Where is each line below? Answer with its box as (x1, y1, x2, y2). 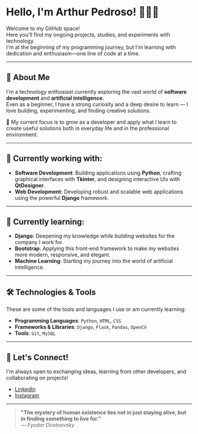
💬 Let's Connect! (6, 352, 69, 362)
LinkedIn (14, 386, 36, 393)
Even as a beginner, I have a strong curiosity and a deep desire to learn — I (6, 100, 189, 108)
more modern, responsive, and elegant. (14, 251, 111, 258)
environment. (6, 131, 38, 138)
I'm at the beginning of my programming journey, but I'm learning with (6, 44, 176, 51)
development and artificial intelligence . (6, 94, 104, 101)
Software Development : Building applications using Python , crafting (14, 169, 181, 176)
